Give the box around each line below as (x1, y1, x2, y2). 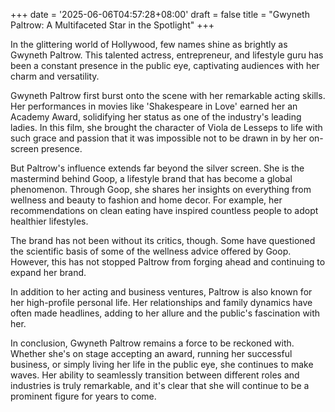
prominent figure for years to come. (10, 390, 157, 402)
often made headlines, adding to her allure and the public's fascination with (10, 307, 321, 319)
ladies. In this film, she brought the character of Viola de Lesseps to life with (10, 122, 323, 133)
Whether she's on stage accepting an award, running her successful (10, 348, 293, 359)
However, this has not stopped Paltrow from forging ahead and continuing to (10, 256, 326, 268)
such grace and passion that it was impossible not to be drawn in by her (10, 132, 307, 144)
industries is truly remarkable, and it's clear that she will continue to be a (10, 380, 310, 391)
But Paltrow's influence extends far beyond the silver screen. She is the (10, 162, 305, 174)
